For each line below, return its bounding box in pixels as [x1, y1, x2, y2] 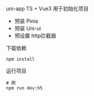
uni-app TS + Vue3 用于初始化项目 [6, 5, 89, 12]
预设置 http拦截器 [14, 32, 56, 39]
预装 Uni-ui [14, 25, 41, 32]
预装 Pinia [14, 18, 38, 25]
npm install [6, 56, 35, 62]
